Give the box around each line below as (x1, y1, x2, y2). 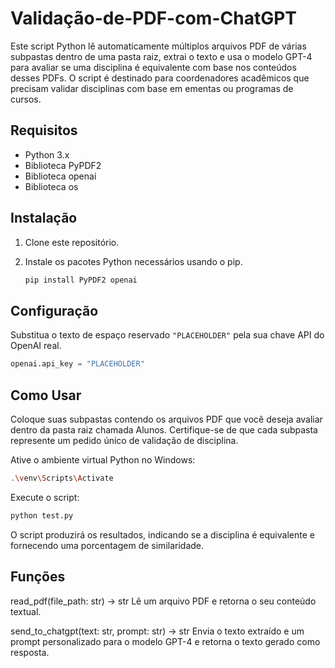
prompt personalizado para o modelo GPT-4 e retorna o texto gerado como (10, 635, 321, 647)
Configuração (10, 302, 99, 319)
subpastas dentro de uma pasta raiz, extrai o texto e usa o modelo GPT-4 (10, 50, 313, 62)
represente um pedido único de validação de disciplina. (10, 434, 239, 446)
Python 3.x (24, 148, 70, 161)
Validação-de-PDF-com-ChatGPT (10, 7, 297, 30)
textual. (10, 605, 42, 617)
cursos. (10, 93, 42, 105)
